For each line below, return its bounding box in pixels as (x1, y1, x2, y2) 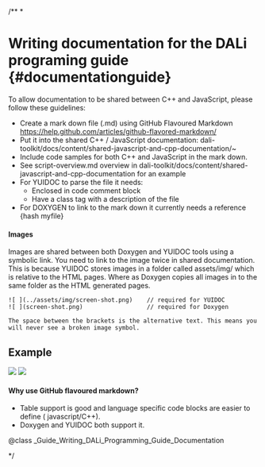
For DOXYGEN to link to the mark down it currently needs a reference (19, 203, 247, 212)
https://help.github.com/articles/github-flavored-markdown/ (19, 126, 217, 136)
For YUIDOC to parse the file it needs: (19, 177, 144, 187)
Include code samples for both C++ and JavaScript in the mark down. (19, 152, 248, 161)
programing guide (8, 52, 129, 70)
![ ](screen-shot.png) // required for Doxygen (8, 303, 229, 311)
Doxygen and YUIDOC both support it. (19, 420, 145, 430)
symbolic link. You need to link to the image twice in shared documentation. (8, 256, 255, 265)
